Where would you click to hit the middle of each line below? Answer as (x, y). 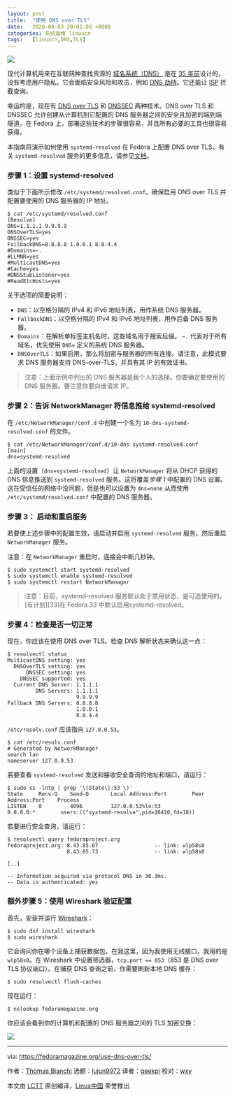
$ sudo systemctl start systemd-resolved (69, 570)
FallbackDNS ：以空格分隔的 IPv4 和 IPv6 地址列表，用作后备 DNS (111, 319)
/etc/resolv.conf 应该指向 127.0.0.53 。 (65, 729)
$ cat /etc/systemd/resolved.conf (58, 214)
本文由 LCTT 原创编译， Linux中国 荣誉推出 (69, 1086)
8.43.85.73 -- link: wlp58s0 (136, 852)
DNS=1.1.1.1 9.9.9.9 (37, 226)
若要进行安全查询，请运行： (47, 826)
